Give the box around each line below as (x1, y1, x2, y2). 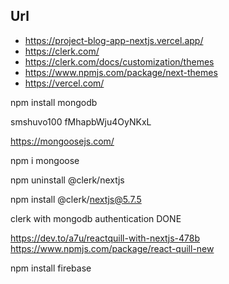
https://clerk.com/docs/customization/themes (24, 55, 215, 68)
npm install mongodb (10, 96, 98, 108)
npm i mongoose (10, 154, 80, 166)
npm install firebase (10, 262, 92, 274)
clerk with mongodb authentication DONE (10, 212, 182, 224)
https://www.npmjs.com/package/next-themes (24, 66, 218, 78)
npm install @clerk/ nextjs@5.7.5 (10, 193, 142, 205)
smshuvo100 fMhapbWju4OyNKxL (10, 115, 152, 128)
